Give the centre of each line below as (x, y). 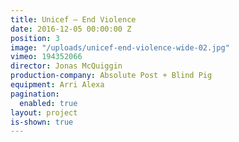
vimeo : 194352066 (46, 57)
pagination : (35, 94)
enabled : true (48, 103)
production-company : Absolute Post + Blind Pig (111, 76)
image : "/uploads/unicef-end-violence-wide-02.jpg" (120, 47)
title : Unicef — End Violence (73, 19)
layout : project (44, 112)
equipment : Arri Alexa (57, 85)
